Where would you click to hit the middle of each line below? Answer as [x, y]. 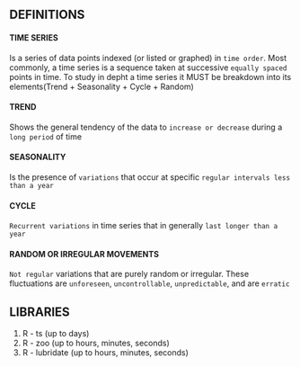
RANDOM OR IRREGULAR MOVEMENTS [84, 254]
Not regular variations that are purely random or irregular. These [129, 274]
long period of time [46, 136]
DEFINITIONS [47, 15]
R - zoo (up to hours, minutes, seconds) [96, 343]
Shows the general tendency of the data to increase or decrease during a [146, 127]
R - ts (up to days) [56, 334]
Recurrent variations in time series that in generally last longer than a [144, 226]
